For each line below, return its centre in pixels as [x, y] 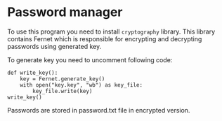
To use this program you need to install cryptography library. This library [111, 31]
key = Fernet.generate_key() [63, 79]
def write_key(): [33, 73]
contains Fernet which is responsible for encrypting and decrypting [105, 38]
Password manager [65, 12]
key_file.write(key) [63, 91]
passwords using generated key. [54, 46]
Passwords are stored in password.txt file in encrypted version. [99, 110]
